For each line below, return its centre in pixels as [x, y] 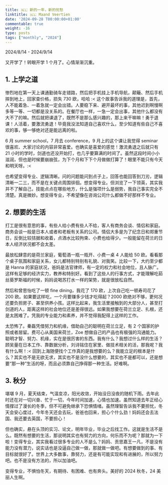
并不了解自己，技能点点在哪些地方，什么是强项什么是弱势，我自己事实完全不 [84, 188]
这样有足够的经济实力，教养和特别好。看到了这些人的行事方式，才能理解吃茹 [84, 273]
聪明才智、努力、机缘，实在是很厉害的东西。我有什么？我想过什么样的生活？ [84, 338]
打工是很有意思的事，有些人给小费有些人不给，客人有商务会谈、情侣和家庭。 [84, 225]
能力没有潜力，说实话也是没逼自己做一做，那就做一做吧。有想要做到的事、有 [84, 448]
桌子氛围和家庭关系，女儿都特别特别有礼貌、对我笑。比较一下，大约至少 [84, 261]
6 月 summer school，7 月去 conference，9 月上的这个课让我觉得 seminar [82, 140]
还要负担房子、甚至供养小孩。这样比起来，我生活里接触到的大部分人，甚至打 [84, 302]
